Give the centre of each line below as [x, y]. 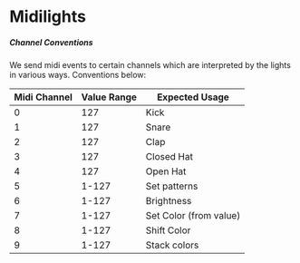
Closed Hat [169, 157]
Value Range [109, 97]
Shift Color [168, 230]
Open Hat [166, 171]
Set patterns [172, 186]
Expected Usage [193, 97]
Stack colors [172, 245]
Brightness [169, 201]
